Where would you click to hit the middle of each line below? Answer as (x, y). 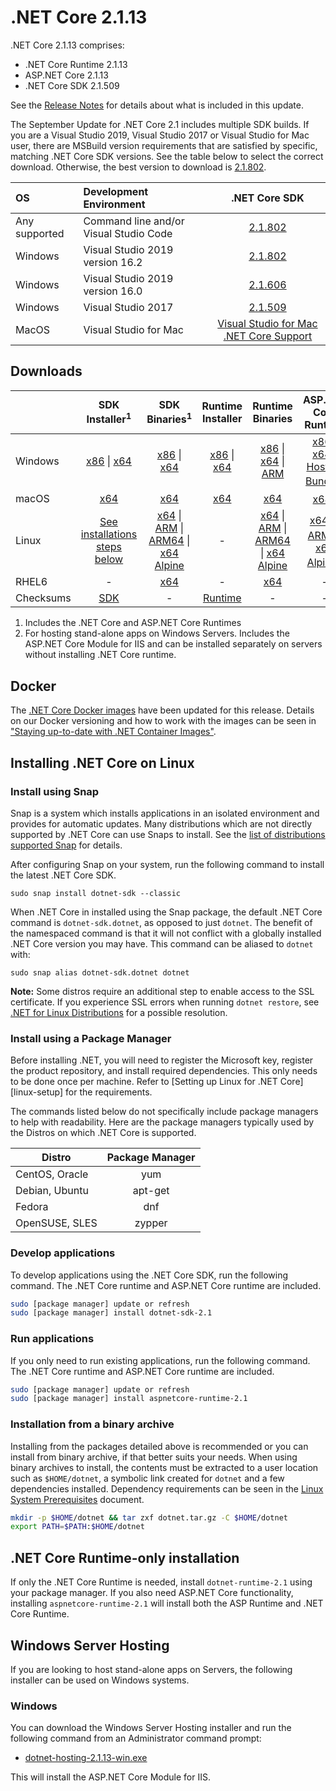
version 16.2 (113, 262)
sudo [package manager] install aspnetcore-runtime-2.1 (129, 1399)
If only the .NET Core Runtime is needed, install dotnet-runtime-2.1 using (161, 1582)
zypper (151, 1223)
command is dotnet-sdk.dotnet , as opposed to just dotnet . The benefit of (161, 922)
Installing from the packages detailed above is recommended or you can (159, 1446)
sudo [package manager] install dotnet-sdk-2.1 (111, 1313)
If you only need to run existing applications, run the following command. (160, 1360)
